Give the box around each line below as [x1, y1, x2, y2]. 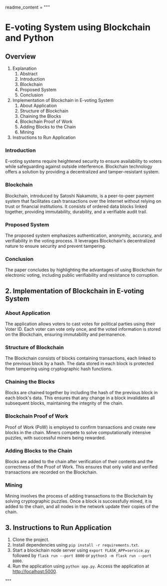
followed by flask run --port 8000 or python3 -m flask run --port [12, 553, 152, 559]
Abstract [19, 71, 38, 76]
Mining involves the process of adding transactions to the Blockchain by [5, 493, 154, 499]
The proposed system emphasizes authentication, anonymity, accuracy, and [5, 232, 162, 238]
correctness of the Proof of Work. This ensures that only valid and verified [5, 464, 158, 470]
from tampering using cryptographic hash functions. [5, 366, 113, 372]
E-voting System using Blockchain [5, 22, 151, 33]
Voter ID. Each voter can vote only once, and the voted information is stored [5, 326, 161, 332]
